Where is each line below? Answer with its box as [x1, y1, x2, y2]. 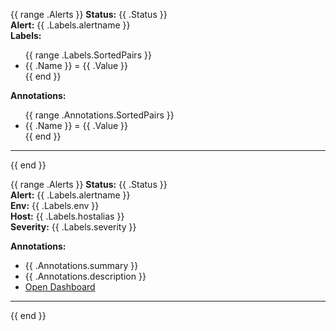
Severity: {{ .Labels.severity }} [10, 221, 137, 233]
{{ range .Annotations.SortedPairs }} [24, 109, 175, 121]
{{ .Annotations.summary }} [24, 260, 139, 271]
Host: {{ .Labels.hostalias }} [10, 210, 125, 222]
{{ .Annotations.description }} [24, 270, 147, 282]
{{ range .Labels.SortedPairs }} [24, 49, 152, 61]
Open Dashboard [24, 281, 96, 293]
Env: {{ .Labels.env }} [10, 200, 100, 211]
